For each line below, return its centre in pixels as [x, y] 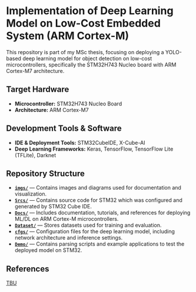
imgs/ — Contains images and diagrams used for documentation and [98, 188]
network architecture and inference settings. [69, 238]
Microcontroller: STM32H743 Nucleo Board [68, 104]
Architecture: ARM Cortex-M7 [52, 109]
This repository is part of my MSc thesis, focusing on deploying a [85, 52]
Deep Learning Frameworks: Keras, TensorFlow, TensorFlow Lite [94, 149]
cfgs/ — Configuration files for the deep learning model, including [95, 231]
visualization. [31, 194]
